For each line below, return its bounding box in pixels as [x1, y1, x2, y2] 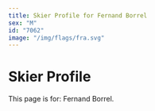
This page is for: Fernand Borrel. [8, 94, 114, 104]
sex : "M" [8, 19, 37, 27]
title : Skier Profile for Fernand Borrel [8, 11, 148, 20]
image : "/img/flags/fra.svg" [8, 33, 105, 42]
